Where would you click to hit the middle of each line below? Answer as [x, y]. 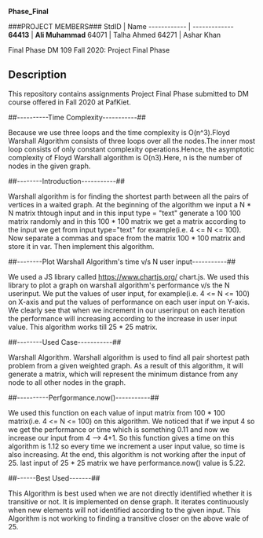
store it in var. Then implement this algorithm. [81, 246]
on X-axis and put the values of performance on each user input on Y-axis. [129, 302]
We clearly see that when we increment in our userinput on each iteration [127, 310]
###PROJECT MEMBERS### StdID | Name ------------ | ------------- [121, 26]
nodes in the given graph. [49, 166]
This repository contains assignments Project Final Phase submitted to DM [128, 93]
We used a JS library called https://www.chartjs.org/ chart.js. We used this [129, 276]
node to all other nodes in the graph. [67, 382]
